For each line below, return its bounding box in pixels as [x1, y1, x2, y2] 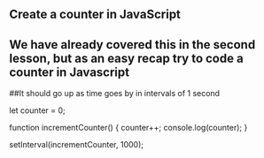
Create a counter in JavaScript [9, 7, 182, 22]
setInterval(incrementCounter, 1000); [9, 139, 144, 150]
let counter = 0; [9, 105, 66, 116]
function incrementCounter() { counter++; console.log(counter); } [9, 123, 248, 133]
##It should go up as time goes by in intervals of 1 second [9, 88, 220, 99]
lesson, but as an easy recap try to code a [9, 50, 244, 65]
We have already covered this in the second [9, 37, 256, 52]
